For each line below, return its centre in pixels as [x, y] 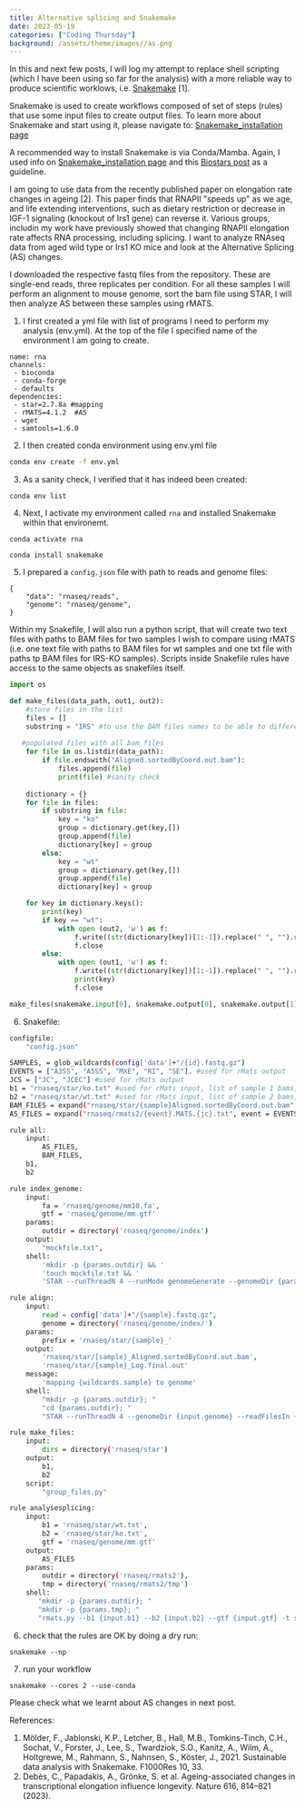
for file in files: [63, 802]
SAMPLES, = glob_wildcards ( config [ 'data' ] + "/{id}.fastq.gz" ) [128, 1063]
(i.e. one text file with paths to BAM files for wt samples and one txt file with [151, 649]
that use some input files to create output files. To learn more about [135, 115]
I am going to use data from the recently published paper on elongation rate [151, 189]
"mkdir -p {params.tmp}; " [89, 1609]
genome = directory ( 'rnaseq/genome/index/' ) [128, 1323]
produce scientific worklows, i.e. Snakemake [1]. [100, 88]
